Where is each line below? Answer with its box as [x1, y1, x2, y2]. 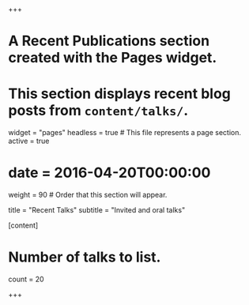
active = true [8, 136, 50, 146]
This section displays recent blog [8, 85, 232, 103]
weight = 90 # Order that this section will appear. [8, 190, 168, 200]
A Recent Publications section [8, 32, 210, 50]
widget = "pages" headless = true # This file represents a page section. [8, 128, 242, 137]
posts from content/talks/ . [8, 102, 189, 119]
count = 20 [8, 274, 45, 284]
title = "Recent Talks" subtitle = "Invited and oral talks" [8, 205, 186, 215]
